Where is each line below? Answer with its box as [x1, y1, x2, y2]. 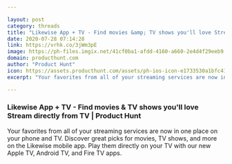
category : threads [7, 22, 60, 30]
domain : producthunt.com [7, 54, 79, 62]
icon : [7, 67, 23, 74]
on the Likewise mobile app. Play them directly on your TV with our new [7, 141, 211, 150]
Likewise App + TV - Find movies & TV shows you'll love [7, 103, 199, 112]
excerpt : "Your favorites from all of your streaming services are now [7, 74, 217, 81]
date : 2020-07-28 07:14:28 [7, 35, 85, 42]
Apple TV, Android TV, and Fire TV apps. [7, 149, 122, 157]
